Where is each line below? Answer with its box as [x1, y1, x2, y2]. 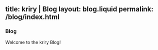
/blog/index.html [5, 13, 60, 21]
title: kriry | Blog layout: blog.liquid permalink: [5, 5, 154, 13]
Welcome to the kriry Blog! [5, 39, 61, 45]
